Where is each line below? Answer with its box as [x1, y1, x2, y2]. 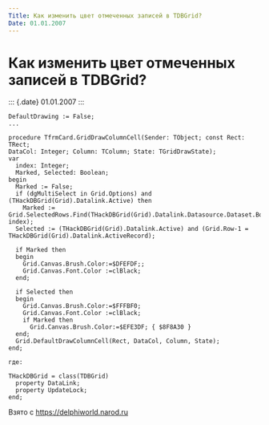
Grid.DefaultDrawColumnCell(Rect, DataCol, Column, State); [15, 338, 220, 346]
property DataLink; [15, 379, 81, 387]
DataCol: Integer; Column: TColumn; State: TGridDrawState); [8, 148, 217, 156]
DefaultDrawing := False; [8, 113, 94, 121]
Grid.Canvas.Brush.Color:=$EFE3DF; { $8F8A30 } [29, 323, 192, 331]
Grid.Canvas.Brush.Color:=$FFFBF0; [22, 302, 142, 310]
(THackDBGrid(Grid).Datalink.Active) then [8, 197, 152, 205]
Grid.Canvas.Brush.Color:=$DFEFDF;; [22, 260, 146, 269]
